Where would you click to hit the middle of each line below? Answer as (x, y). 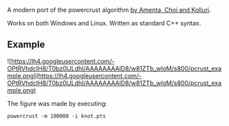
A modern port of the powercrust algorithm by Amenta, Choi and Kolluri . (109, 10)
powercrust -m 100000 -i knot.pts (57, 116)
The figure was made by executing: (57, 103)
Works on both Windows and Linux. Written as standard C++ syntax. (104, 23)
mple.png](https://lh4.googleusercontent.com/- (75, 75)
